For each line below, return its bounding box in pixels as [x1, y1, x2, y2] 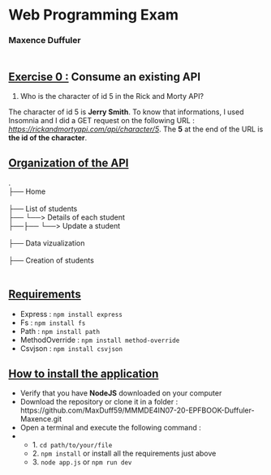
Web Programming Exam [8, 6, 179, 24]
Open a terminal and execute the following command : [19, 423, 201, 433]
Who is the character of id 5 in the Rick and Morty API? [19, 91, 204, 101]
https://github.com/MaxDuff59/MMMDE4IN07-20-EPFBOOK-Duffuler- [19, 405, 255, 415]
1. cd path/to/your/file [32, 440, 113, 450]
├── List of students [8, 203, 78, 213]
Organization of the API [8, 156, 129, 170]
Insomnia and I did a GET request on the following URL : [8, 115, 195, 125]
